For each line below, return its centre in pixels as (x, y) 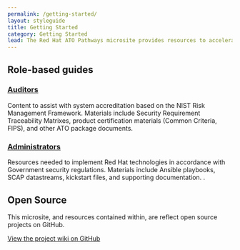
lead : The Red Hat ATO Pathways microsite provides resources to (106, 41)
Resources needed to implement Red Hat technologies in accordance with (116, 162)
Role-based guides (51, 70)
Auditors (23, 90)
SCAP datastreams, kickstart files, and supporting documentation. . (106, 177)
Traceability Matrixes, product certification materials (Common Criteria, (112, 120)
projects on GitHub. (36, 224)
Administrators (34, 146)
